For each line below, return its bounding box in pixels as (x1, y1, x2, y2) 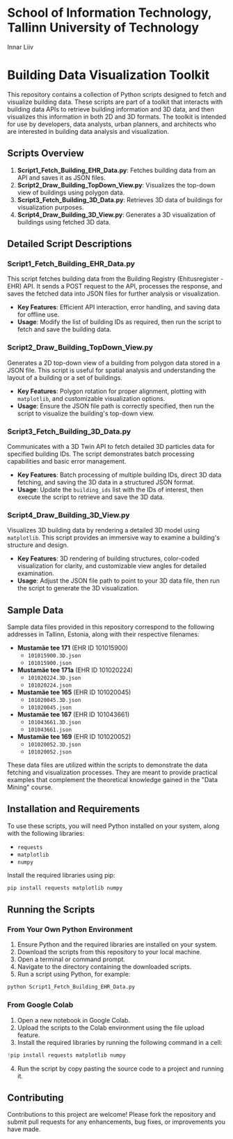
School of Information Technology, (7, 5, 212, 21)
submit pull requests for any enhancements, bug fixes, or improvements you (7, 1117, 226, 1126)
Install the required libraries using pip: (7, 871, 115, 879)
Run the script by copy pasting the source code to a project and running (17, 1064, 224, 1073)
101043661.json (27, 726, 72, 733)
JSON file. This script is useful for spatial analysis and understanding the (7, 366, 216, 374)
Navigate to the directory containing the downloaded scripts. (17, 963, 192, 971)
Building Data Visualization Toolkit (7, 68, 210, 83)
